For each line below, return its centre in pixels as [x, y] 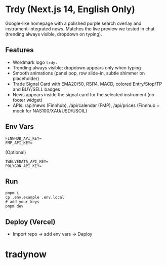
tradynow [26, 255]
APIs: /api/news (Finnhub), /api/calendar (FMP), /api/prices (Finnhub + [86, 105]
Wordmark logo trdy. [35, 62]
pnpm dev [14, 206]
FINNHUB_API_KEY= [24, 138]
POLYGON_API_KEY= [24, 166]
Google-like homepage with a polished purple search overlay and [73, 23]
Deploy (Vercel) [30, 222]
